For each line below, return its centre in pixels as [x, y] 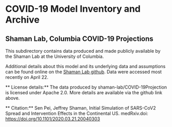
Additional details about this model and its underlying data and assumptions [85, 66]
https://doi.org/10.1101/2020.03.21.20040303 [53, 119]
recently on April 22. [27, 77]
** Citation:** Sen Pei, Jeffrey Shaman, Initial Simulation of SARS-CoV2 [81, 108]
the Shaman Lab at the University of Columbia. [55, 56]
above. [13, 98]
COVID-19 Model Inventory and [73, 9]
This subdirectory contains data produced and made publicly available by [83, 51]
